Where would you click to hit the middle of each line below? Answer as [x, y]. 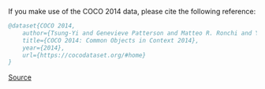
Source [20, 77]
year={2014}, [44, 48]
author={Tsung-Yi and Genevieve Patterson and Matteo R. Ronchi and [137, 33]
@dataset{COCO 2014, [42, 26]
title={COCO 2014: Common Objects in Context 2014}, [111, 40]
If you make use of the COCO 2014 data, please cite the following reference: [132, 11]
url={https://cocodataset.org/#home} [84, 55]
